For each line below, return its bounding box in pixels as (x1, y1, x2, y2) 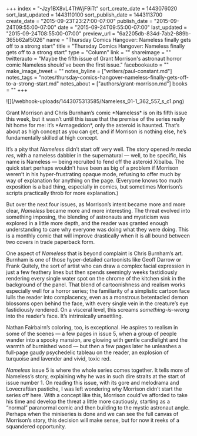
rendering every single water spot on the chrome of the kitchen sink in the (6, 275, 186, 282)
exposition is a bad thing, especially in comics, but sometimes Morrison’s (6, 183, 183, 190)
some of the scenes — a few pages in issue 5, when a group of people (6, 330, 177, 337)
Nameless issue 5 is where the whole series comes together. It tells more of (6, 366, 190, 374)
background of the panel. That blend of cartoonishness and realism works (6, 281, 186, 288)
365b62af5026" (6, 37, 45, 43)
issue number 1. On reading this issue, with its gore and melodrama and (6, 379, 179, 386)
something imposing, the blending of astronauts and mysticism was (6, 213, 170, 220)
